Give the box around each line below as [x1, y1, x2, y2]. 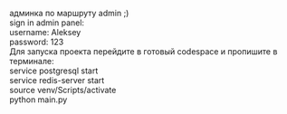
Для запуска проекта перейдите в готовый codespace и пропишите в [9, 46, 278, 57]
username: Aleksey [9, 27, 81, 37]
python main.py [9, 94, 68, 105]
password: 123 [9, 36, 64, 47]
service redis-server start [9, 75, 105, 85]
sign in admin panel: [9, 17, 84, 28]
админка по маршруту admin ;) [9, 8, 129, 18]
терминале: [9, 56, 54, 66]
